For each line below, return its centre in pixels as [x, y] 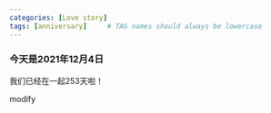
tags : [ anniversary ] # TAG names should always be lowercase [135, 26]
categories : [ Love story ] [58, 18]
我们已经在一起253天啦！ [57, 80]
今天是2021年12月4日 [57, 60]
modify [23, 99]
